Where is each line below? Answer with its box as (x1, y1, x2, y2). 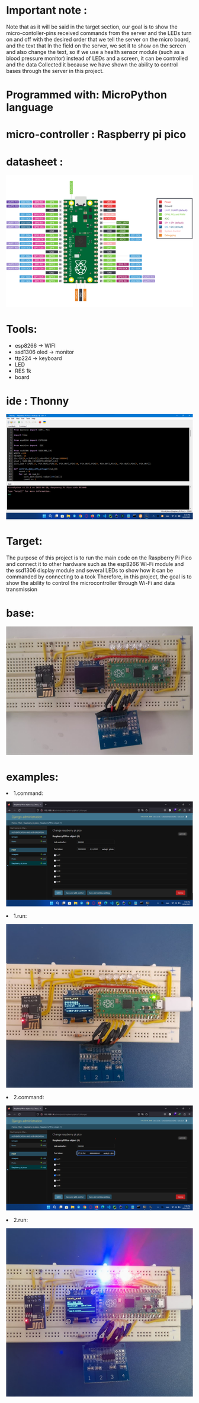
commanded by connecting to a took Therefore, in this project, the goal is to (6, 573, 192, 580)
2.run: (14, 1217, 28, 1224)
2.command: (14, 1094, 44, 1101)
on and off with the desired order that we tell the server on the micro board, (6, 36, 191, 43)
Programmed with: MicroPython (6, 88, 168, 101)
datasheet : (6, 155, 63, 168)
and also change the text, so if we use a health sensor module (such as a (6, 48, 185, 55)
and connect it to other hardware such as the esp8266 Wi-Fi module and (6, 560, 184, 567)
